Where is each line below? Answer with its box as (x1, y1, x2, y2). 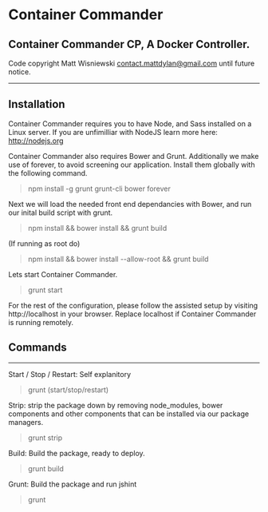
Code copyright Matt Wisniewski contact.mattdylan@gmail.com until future (8, 58, 255, 68)
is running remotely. (8, 317, 74, 327)
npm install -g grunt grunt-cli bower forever (27, 184, 171, 193)
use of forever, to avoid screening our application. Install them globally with (8, 160, 255, 169)
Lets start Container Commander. (8, 269, 118, 279)
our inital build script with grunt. (8, 208, 113, 217)
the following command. (8, 168, 88, 177)
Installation (8, 97, 65, 111)
